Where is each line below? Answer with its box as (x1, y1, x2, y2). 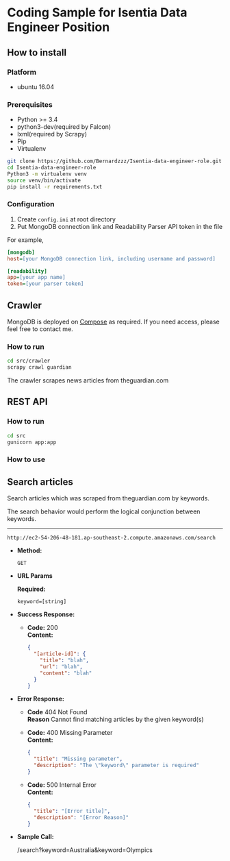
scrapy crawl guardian (7, 364, 72, 371)
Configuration (7, 199, 55, 209)
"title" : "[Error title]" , (33, 808, 111, 814)
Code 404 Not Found (27, 708, 88, 716)
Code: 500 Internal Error (27, 780, 97, 789)
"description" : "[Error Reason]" (33, 814, 129, 821)
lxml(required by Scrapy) (16, 130, 88, 138)
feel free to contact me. (7, 325, 73, 333)
